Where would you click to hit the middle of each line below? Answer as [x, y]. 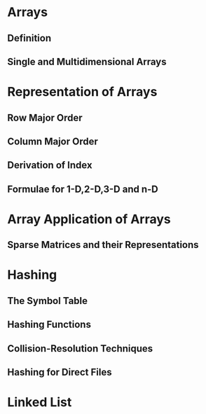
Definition [29, 38]
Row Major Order [45, 117]
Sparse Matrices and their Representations [103, 245]
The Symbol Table [48, 301]
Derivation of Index [50, 165]
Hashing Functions [49, 325]
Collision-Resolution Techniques [80, 349]
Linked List [40, 402]
